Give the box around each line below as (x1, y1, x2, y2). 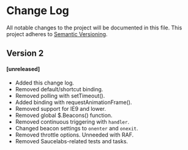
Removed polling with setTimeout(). (15, 92, 105, 99)
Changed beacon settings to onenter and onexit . (15, 124, 138, 132)
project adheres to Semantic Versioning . (6, 30, 108, 37)
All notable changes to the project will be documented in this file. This (6, 24, 182, 31)
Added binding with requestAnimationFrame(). (15, 99, 132, 106)
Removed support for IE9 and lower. (15, 105, 106, 112)
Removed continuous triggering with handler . (15, 118, 130, 126)
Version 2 (6, 48, 44, 59)
